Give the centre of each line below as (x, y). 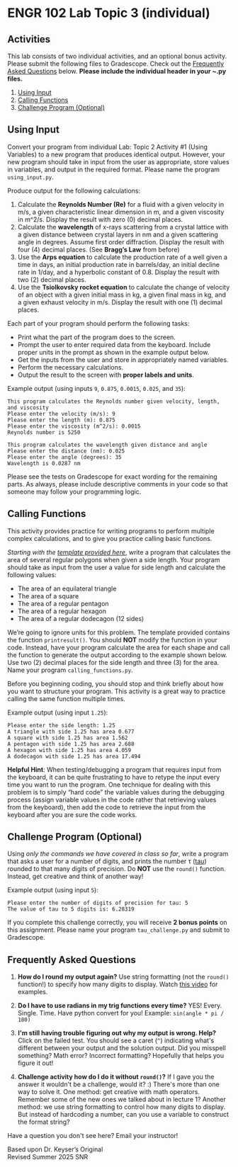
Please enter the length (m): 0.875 (61, 420)
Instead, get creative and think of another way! (75, 877)
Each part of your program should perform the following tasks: (98, 323)
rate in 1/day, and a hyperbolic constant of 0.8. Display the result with (118, 272)
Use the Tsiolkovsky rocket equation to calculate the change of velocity (124, 287)
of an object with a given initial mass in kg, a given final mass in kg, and (122, 295)
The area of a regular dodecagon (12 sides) (81, 618)
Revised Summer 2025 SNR (48, 1157)
